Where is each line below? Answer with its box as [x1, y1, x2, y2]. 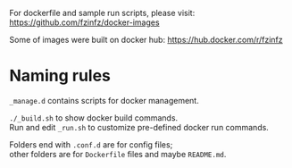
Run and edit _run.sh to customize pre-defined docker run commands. [9, 122, 270, 132]
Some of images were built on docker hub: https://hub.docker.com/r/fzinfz [9, 35, 283, 45]
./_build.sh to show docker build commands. [9, 112, 179, 123]
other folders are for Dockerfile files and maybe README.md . [9, 148, 227, 159]
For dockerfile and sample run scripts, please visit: [9, 8, 196, 18]
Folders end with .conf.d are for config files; [9, 139, 173, 150]
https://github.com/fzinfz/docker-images [9, 17, 160, 28]
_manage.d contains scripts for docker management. [9, 95, 199, 105]
